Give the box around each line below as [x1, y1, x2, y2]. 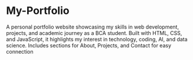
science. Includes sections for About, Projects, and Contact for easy [6, 42, 172, 49]
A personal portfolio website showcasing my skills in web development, [6, 23, 179, 30]
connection [6, 48, 34, 55]
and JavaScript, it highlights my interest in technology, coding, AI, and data [6, 36, 188, 43]
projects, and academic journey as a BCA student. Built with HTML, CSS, [6, 29, 182, 36]
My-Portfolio [6, 4, 69, 17]
